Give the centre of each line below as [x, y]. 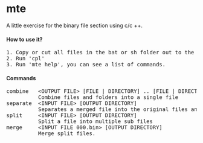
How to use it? [24, 39]
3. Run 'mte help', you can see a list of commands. [86, 65]
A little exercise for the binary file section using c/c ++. [75, 25]
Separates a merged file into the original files [113, 110]
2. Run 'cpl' [26, 59]
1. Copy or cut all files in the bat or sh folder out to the [100, 52]
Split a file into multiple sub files [95, 122]
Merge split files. [67, 134]
